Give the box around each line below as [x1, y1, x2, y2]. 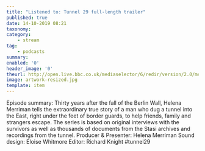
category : [6, 32, 32, 38]
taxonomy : [6, 26, 32, 32]
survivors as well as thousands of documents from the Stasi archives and [6, 125, 190, 132]
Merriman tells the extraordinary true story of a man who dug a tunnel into [6, 106, 193, 113]
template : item [6, 83, 45, 89]
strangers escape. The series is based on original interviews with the [6, 119, 180, 125]
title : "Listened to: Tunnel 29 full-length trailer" [6, 9, 146, 15]
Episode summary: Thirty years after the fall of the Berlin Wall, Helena [6, 99, 182, 107]
